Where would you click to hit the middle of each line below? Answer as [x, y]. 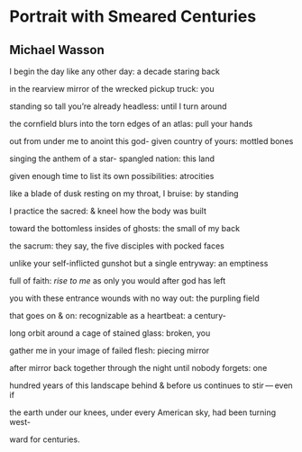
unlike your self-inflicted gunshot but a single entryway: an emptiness [139, 263]
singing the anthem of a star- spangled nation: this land [112, 158]
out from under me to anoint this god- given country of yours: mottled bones [151, 141]
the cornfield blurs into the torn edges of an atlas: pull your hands [131, 124]
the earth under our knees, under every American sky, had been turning [143, 412]
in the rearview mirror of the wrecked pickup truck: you [112, 89]
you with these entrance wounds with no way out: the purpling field [134, 298]
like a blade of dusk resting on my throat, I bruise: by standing [124, 194]
